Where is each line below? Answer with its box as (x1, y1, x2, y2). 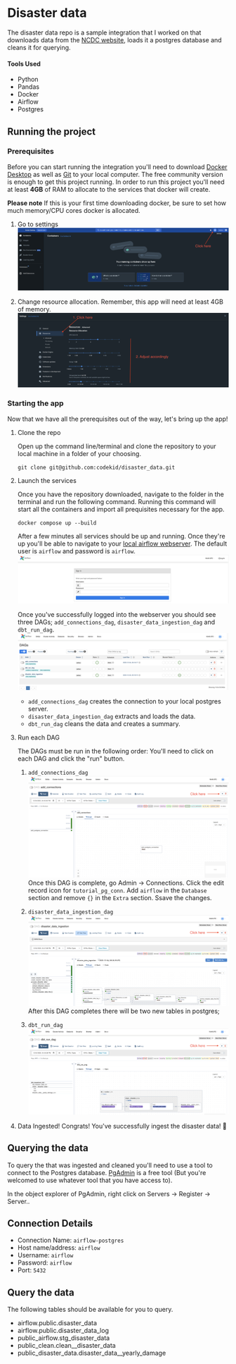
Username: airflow (17, 1251, 74, 1260)
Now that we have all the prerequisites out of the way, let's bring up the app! (7, 414, 228, 423)
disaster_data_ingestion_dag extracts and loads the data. (27, 712, 196, 720)
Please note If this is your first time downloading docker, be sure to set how (7, 199, 227, 207)
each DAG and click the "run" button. (17, 754, 125, 763)
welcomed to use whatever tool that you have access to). (7, 1176, 173, 1184)
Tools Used (7, 59, 41, 68)
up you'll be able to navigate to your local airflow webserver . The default (17, 539, 228, 548)
